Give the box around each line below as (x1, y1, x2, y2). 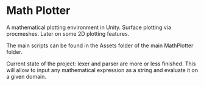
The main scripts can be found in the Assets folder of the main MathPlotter (6, 42, 194, 49)
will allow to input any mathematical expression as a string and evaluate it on (6, 66, 199, 73)
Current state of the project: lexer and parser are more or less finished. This (6, 60, 196, 67)
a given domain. (6, 73, 47, 80)
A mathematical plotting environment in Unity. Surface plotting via (6, 24, 172, 31)
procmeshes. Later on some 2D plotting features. (6, 30, 130, 37)
